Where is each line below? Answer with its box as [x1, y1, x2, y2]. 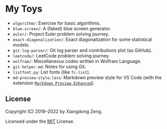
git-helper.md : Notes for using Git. [12, 63, 86, 70]
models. [12, 41, 30, 48]
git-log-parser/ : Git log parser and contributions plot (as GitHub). [12, 47, 152, 53]
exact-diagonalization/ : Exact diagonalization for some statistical [12, 36, 152, 42]
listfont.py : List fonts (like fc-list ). [12, 69, 90, 75]
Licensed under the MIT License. [5, 118, 75, 124]
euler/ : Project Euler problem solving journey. [12, 31, 110, 37]
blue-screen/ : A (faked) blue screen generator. [12, 25, 111, 31]
